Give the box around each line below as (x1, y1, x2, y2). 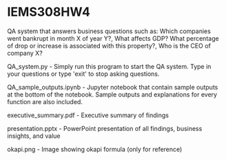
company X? (7, 49, 43, 57)
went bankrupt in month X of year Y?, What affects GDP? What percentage (7, 34, 219, 42)
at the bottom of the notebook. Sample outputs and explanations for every (7, 90, 218, 99)
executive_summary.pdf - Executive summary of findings (7, 111, 169, 119)
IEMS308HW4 (7, 4, 91, 20)
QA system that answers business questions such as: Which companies (7, 27, 212, 35)
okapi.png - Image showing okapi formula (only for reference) (7, 145, 183, 153)
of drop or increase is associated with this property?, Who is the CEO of (7, 41, 212, 50)
